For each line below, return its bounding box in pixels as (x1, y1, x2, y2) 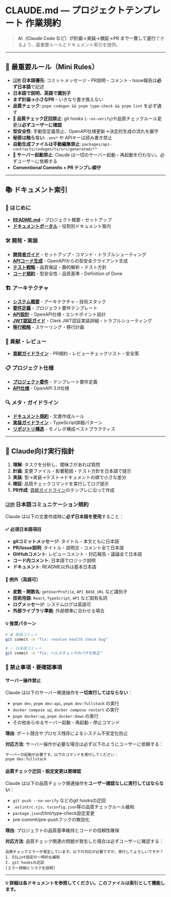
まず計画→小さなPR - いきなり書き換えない (12, 96, 103, 102)
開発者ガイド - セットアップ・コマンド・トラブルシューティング (12, 251, 147, 257)
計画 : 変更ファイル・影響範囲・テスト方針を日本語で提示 (12, 468, 131, 474)
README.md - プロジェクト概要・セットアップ (12, 217, 112, 223)
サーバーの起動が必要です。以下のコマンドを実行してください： (5, 752, 119, 757)
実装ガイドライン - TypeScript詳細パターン (12, 419, 103, 425)
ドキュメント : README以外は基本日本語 (12, 564, 97, 570)
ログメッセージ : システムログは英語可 (12, 602, 92, 608)
